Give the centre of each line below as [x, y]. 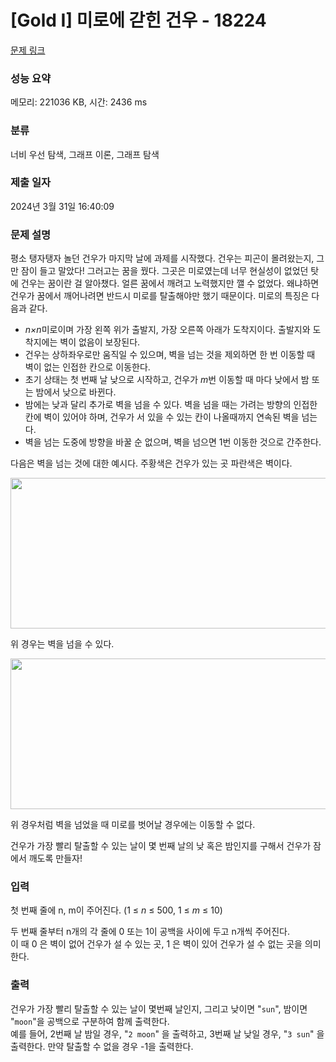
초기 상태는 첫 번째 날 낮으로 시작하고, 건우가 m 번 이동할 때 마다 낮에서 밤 [167, 380]
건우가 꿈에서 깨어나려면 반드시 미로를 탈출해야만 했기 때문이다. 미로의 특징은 [160, 296]
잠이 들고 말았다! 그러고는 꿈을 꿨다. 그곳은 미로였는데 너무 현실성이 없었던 [164, 271]
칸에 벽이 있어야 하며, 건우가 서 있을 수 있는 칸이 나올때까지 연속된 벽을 [162, 417]
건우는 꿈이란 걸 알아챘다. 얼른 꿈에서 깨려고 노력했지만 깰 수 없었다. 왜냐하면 [170, 283]
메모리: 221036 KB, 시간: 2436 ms [79, 102]
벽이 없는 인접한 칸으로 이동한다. [87, 367]
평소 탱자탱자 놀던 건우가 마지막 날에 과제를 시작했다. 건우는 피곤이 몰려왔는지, [162, 258]
